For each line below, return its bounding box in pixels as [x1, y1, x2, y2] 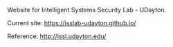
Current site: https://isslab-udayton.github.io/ [7, 19, 136, 27]
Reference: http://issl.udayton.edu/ [7, 32, 107, 40]
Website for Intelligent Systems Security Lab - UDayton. [7, 6, 167, 14]
